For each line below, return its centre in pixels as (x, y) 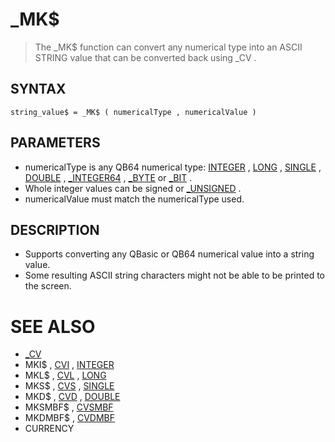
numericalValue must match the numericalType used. (134, 199)
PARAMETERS (55, 143)
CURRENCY (49, 429)
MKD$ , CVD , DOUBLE (72, 397)
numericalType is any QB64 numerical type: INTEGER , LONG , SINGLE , (173, 167)
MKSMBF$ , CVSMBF (69, 407)
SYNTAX (38, 89)
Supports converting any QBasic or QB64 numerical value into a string (169, 254)
